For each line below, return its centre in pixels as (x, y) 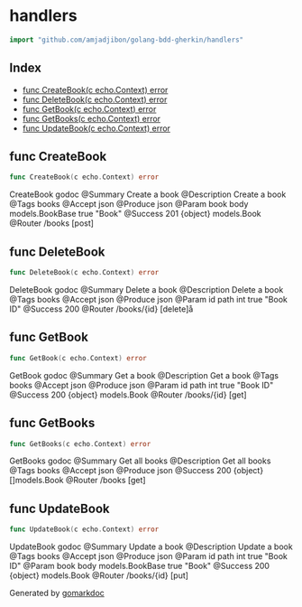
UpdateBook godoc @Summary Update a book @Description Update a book (151, 546)
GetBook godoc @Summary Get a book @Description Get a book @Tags (144, 375)
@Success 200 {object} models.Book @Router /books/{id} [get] (128, 395)
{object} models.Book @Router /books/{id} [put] (99, 575)
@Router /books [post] (52, 223)
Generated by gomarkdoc (57, 593)
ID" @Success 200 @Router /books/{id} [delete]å (101, 309)
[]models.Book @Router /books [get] (78, 481)
